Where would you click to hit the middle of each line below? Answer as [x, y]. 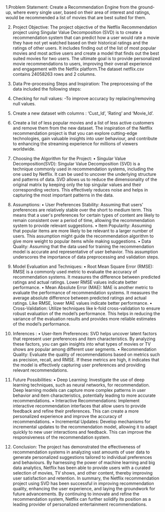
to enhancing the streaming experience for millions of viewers [75, 144]
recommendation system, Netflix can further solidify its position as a [82, 499]
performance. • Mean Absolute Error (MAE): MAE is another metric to [83, 287]
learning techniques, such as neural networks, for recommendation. [81, 385]
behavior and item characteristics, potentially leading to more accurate [84, 395]
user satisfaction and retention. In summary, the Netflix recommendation [86, 478]
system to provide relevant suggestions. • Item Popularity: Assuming [82, 225]
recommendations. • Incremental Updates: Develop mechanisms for [82, 421]
